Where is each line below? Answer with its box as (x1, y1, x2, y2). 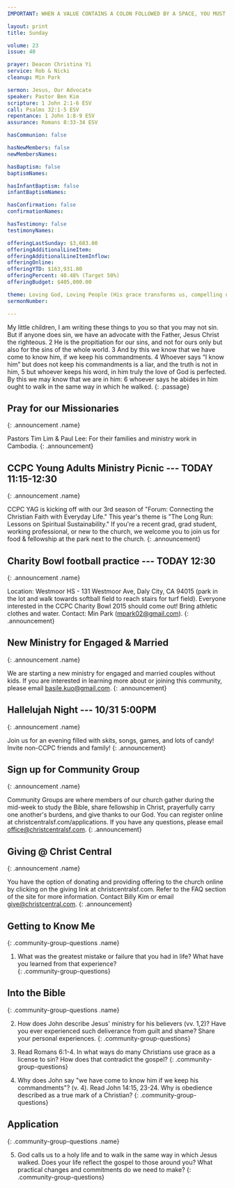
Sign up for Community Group (7, 764, 140, 775)
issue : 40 (7, 48, 36, 56)
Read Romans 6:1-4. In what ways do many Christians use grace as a (17, 1048, 216, 1056)
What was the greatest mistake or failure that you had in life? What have (17, 952, 224, 960)
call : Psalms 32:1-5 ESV (7, 106, 79, 113)
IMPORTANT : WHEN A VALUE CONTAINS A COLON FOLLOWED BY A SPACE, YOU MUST (7, 10, 226, 17)
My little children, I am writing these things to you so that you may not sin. (7, 322, 219, 332)
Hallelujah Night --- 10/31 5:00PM (7, 704, 157, 716)
